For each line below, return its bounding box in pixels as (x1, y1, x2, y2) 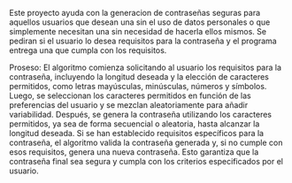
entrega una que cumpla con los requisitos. (9, 45, 167, 56)
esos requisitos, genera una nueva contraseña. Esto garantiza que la (9, 147, 259, 157)
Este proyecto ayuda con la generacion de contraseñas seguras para (9, 8, 261, 18)
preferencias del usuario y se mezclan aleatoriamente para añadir (9, 100, 249, 110)
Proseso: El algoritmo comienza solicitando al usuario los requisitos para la (9, 62, 281, 72)
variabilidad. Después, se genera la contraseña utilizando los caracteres (9, 110, 273, 119)
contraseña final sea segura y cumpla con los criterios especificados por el (9, 156, 284, 166)
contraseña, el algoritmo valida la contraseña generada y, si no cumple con (9, 137, 283, 148)
